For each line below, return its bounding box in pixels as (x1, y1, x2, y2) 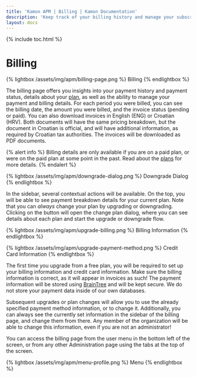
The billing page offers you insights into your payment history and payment (6, 87, 188, 94)
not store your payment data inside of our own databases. (6, 287, 147, 295)
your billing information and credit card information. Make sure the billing (6, 269, 182, 276)
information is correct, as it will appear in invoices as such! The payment (6, 275, 181, 282)
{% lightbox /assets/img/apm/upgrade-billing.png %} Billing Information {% (6, 227, 189, 234)
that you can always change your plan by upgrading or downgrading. (6, 203, 174, 210)
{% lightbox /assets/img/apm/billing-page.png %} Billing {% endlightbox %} (6, 76, 190, 83)
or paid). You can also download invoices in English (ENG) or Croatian (6, 113, 175, 120)
